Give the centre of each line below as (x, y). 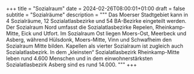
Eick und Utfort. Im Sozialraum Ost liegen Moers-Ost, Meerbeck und (104, 33)
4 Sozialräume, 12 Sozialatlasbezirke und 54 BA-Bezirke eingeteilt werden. (96, 21)
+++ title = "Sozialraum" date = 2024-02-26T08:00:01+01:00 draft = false (96, 9)
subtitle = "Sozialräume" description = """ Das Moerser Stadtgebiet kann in (97, 15)
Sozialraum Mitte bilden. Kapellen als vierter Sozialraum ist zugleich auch (95, 46)
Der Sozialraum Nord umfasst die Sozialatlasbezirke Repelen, (80, 27)
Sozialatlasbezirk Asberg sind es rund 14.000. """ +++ (71, 65)
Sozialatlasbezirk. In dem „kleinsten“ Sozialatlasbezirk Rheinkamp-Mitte (93, 52)
